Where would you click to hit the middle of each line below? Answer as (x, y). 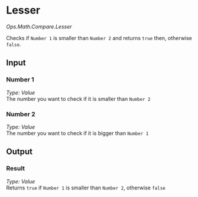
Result (16, 169)
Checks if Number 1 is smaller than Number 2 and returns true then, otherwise (99, 38)
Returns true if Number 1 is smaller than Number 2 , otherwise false (86, 188)
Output (19, 152)
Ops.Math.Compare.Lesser (39, 27)
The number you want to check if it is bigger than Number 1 (77, 133)
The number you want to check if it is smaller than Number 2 (78, 98)
